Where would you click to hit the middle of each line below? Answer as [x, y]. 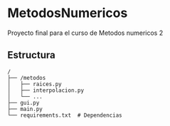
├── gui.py [23, 103]
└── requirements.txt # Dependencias [65, 115]
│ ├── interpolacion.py [46, 90]
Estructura [31, 55]
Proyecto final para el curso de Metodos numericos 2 [85, 33]
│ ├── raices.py [34, 84]
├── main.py [25, 109]
